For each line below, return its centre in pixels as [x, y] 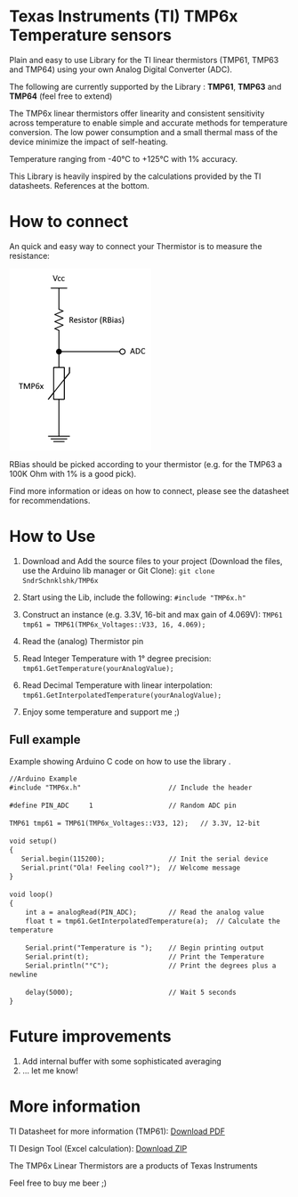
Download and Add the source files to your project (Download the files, [152, 561]
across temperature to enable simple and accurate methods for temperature [149, 123]
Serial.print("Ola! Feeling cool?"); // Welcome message [131, 868]
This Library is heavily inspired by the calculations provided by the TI [135, 176]
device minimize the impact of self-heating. [89, 142]
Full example [45, 740]
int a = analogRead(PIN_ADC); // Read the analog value [145, 912]
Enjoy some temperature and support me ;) [101, 712]
